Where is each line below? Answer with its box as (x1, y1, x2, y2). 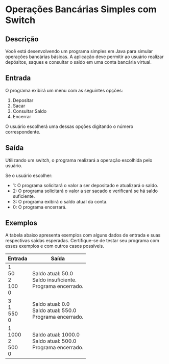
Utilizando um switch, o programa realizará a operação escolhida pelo (5, 157, 153, 163)
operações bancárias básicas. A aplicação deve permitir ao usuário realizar (5, 54, 164, 60)
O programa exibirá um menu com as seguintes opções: (5, 87, 124, 93)
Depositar (12, 97, 34, 103)
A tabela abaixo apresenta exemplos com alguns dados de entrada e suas (5, 232, 161, 238)
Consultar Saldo (12, 108, 47, 114)
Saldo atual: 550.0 (32, 307, 77, 314)
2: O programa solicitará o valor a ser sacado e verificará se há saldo (12, 188, 158, 194)
